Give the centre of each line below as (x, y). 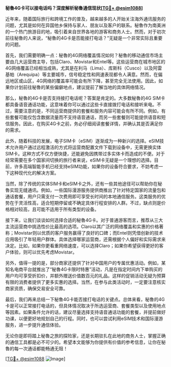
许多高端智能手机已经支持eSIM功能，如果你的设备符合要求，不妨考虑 (86, 166)
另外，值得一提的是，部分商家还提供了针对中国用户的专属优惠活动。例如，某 (85, 263)
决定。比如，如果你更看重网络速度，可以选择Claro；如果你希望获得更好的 (82, 246)
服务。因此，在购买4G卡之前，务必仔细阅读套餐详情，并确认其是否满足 (84, 124)
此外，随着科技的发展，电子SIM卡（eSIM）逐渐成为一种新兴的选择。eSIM (82, 141)
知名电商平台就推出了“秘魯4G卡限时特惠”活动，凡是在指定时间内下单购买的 (84, 269)
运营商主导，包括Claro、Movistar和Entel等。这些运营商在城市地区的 (94, 62)
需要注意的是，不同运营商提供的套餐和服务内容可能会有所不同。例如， (88, 111)
